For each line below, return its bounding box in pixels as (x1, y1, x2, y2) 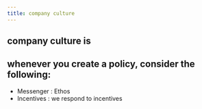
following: (7, 69, 51, 80)
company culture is (7, 35, 91, 47)
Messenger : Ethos (16, 87, 71, 95)
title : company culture (7, 10, 75, 17)
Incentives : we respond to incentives (16, 94, 123, 102)
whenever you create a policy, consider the (7, 59, 195, 70)
